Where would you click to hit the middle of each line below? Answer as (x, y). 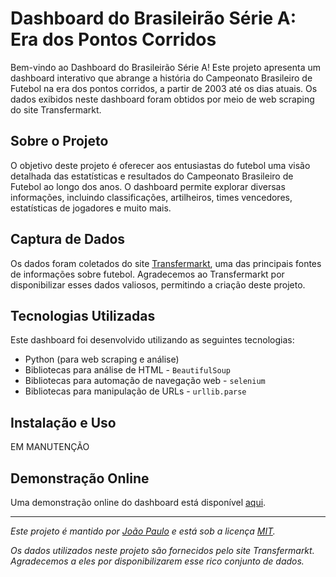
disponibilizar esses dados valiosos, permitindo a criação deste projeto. (158, 284)
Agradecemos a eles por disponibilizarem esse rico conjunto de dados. (157, 561)
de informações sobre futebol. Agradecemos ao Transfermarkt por (147, 274)
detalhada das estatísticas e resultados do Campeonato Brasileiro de (152, 176)
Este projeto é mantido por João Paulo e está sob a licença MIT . (143, 531)
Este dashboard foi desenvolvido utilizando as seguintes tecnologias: (152, 340)
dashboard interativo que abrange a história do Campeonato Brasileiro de (161, 78)
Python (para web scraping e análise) (102, 359)
